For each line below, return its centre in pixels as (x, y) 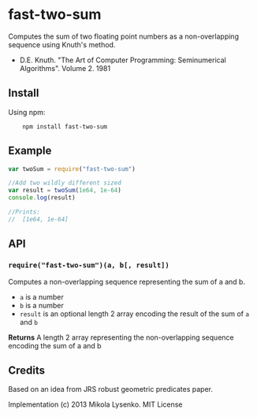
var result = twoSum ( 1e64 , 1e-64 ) (65, 191)
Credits (27, 370)
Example (30, 151)
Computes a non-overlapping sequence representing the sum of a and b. (127, 281)
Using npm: (27, 112)
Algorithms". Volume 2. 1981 (65, 68)
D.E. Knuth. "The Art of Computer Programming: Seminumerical (123, 60)
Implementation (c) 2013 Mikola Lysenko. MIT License (95, 404)
